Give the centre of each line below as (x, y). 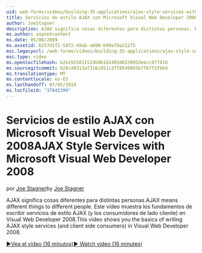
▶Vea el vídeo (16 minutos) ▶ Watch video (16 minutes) (75, 244)
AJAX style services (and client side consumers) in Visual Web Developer (97, 226)
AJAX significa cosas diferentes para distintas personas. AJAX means (92, 200)
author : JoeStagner (31, 23)
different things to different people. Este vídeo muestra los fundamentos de (99, 207)
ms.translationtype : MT (36, 74)
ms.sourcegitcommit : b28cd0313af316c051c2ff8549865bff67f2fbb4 (87, 68)
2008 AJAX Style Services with (86, 146)
